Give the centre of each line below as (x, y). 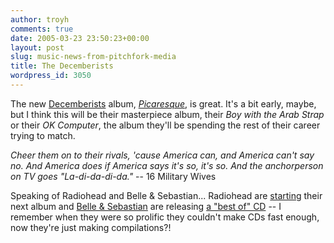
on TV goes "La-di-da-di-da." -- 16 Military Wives (113, 176)
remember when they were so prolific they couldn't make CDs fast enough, (165, 217)
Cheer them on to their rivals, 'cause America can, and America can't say (162, 155)
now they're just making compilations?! (91, 227)
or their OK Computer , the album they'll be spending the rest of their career (165, 125)
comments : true (42, 29)
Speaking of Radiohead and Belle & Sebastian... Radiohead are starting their (166, 195)
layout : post (37, 47)
